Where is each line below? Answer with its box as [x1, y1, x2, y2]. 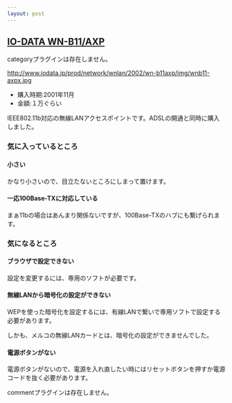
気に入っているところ [7, 142, 78, 151]
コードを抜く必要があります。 [7, 374, 92, 382]
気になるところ [7, 239, 57, 248]
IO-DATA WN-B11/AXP [7, 36, 105, 48]
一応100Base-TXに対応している [7, 194, 98, 203]
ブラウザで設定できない [7, 257, 74, 266]
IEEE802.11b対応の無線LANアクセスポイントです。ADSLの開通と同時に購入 [7, 114, 220, 122]
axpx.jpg [7, 76, 32, 85]
